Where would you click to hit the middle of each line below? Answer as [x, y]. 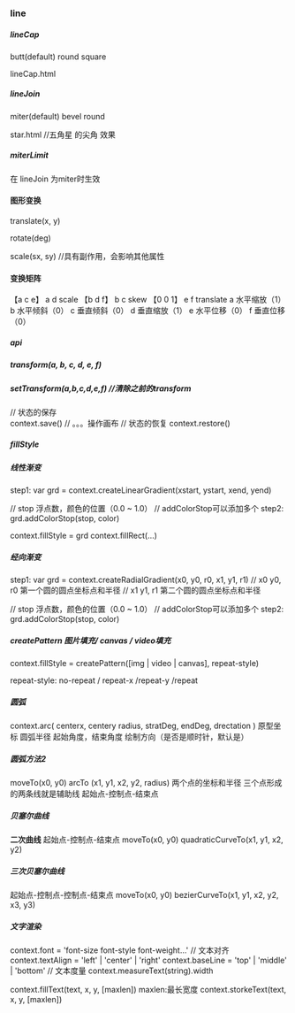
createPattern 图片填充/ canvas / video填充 [91, 641]
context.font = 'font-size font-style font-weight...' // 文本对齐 [120, 950]
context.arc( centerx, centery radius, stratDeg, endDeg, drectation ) [133, 726]
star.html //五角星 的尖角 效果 [63, 134]
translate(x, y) [35, 221]
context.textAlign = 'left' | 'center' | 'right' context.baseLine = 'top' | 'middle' [149, 960]
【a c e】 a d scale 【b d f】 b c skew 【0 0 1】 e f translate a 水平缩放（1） [148, 300]
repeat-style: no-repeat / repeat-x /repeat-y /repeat [104, 680]
